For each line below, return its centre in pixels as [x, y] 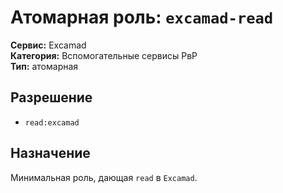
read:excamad [52, 122]
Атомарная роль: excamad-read [142, 17]
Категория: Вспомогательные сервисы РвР [104, 55]
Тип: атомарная [44, 66]
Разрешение [51, 97]
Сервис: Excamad [48, 45]
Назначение [50, 153]
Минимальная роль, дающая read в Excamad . [104, 177]
